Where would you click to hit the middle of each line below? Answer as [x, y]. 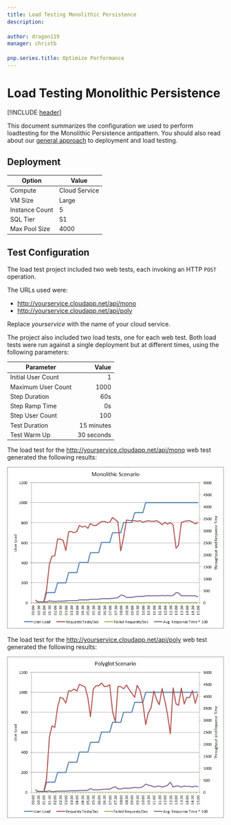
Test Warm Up [30, 435]
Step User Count [33, 416]
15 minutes [95, 425]
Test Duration [29, 425]
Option [32, 181]
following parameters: [38, 352]
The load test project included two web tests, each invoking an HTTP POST [112, 269]
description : [26, 22]
